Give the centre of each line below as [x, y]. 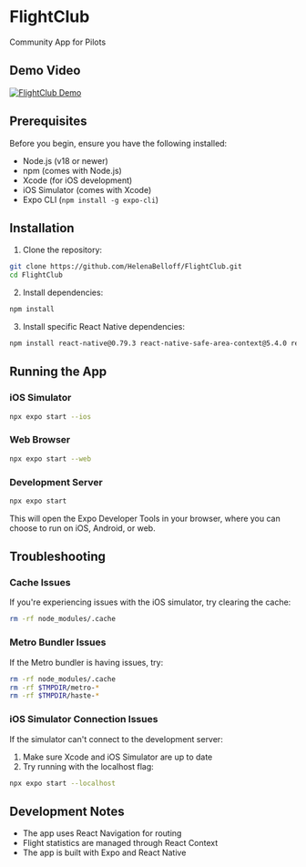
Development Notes [67, 811]
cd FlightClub [36, 275]
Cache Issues [40, 583]
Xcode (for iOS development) [77, 180]
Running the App [58, 372]
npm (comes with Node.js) [72, 170]
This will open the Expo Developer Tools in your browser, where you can [145, 518]
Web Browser [40, 440]
